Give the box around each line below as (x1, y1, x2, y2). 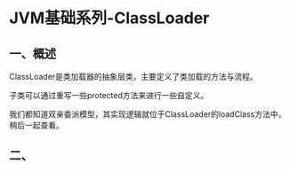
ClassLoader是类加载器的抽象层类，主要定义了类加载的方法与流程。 (9, 72, 258, 81)
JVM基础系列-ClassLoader (9, 8, 210, 28)
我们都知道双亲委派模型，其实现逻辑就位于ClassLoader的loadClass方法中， (9, 109, 286, 120)
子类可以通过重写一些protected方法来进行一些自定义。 (9, 90, 209, 100)
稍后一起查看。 (9, 120, 64, 130)
